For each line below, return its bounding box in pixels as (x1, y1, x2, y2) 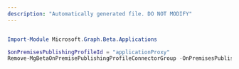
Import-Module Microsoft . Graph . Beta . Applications (7, 36, 158, 43)
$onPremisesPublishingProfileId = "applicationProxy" (7, 49, 171, 56)
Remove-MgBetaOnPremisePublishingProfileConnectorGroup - (7, 55, 183, 62)
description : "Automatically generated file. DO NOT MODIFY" (7, 10, 193, 18)
